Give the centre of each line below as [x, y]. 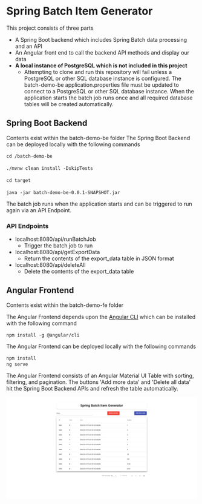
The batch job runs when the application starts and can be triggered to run [99, 204]
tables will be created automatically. [69, 104]
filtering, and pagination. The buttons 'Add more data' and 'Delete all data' [99, 382]
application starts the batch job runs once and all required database [108, 98]
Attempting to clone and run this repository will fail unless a [98, 72]
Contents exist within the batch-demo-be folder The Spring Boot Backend [98, 138]
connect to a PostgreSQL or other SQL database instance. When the [109, 91]
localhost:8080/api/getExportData [57, 252]
